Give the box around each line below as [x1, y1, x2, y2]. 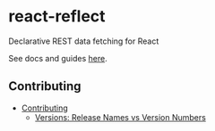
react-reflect [8, 6, 106, 27]
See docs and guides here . [8, 53, 108, 63]
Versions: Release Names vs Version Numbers [34, 111, 207, 122]
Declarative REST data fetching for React [8, 36, 159, 46]
